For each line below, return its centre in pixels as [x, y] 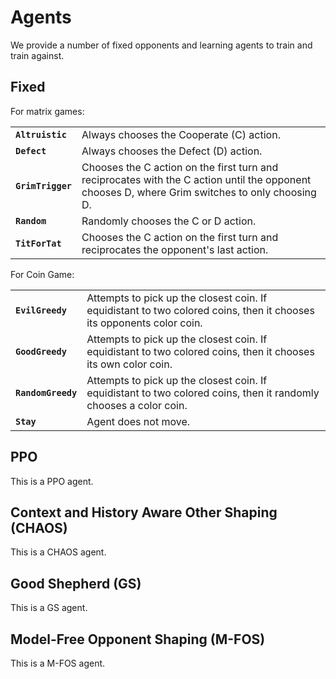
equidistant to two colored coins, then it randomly [203, 393]
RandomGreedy [46, 392]
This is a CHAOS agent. [58, 552]
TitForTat [38, 243]
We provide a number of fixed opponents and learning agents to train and [161, 45]
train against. [37, 55]
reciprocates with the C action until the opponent [196, 179]
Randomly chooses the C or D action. [169, 221]
